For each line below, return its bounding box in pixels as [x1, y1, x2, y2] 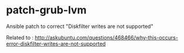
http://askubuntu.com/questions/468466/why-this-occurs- [35, 34, 178, 41]
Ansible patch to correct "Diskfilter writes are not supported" [6, 23, 154, 30]
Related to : [6, 34, 34, 41]
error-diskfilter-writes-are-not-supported [6, 40, 106, 47]
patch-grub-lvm [6, 3, 87, 17]
